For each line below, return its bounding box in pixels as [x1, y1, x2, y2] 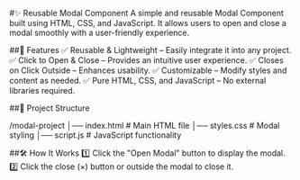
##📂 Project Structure [9, 103, 90, 113]
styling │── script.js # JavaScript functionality [9, 130, 182, 140]
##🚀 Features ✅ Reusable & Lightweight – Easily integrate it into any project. [9, 45, 292, 55]
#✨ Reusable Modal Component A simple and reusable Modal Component [9, 8, 284, 18]
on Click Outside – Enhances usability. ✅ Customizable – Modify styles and [9, 65, 287, 76]
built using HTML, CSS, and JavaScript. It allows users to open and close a [9, 18, 286, 28]
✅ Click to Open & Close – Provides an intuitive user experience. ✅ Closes [9, 55, 284, 66]
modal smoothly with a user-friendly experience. [9, 27, 190, 38]
